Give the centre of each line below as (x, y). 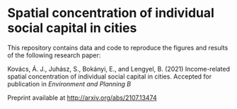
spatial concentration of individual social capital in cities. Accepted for (110, 76)
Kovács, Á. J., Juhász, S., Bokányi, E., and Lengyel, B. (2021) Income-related (118, 69)
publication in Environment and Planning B (69, 84)
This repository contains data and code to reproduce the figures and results (118, 47)
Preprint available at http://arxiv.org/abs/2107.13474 (82, 98)
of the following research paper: (54, 55)
